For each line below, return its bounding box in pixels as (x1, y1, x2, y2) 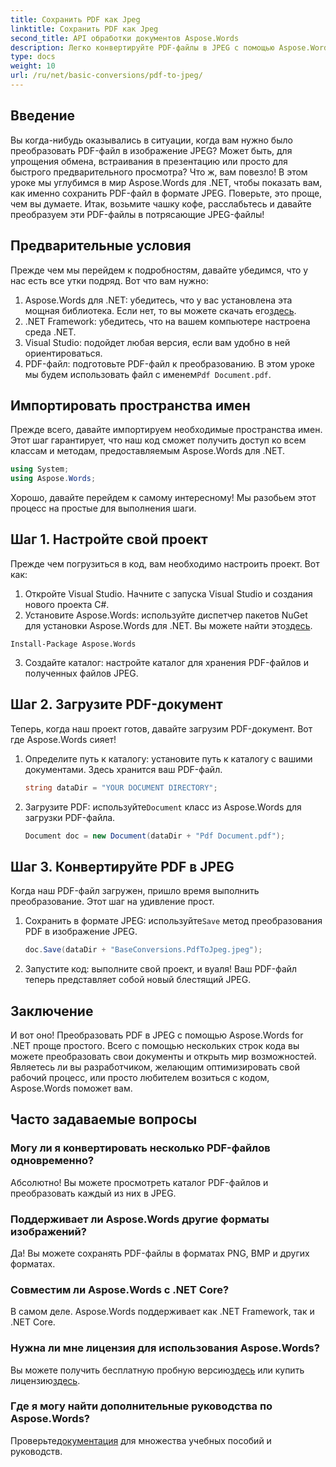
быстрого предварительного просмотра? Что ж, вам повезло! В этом (10, 166, 308, 178)
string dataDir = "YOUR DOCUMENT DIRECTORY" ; (24, 782, 218, 793)
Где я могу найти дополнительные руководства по (10, 1399, 273, 1413)
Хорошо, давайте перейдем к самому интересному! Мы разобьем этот (10, 492, 317, 504)
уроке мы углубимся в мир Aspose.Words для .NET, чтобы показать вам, (10, 176, 323, 188)
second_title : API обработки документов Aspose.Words (10, 33, 240, 43)
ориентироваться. (24, 347, 103, 359)
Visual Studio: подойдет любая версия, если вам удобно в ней (24, 336, 291, 348)
